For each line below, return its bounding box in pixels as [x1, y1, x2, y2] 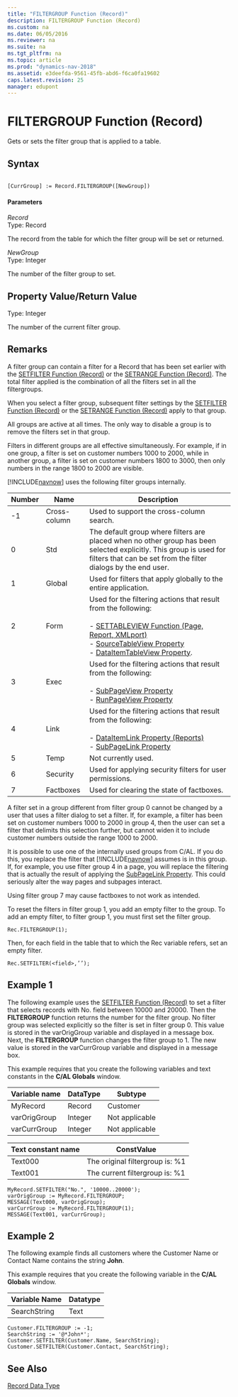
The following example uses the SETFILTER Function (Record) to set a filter [7, 998, 227, 1007]
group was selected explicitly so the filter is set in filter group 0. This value [7, 1020, 225, 1029]
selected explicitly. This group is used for [89, 544, 226, 554]
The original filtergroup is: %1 [86, 1156, 186, 1166]
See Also [7, 1362, 47, 1374]
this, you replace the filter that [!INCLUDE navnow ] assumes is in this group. [7, 855, 227, 863]
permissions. [89, 773, 132, 783]
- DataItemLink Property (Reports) [89, 733, 204, 743]
